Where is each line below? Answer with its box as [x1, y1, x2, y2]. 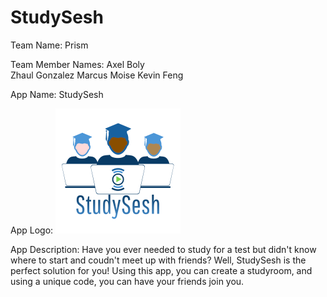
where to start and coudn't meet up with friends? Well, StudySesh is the [10, 254, 307, 266]
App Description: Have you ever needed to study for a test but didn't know [10, 243, 317, 255]
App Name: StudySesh [10, 88, 104, 100]
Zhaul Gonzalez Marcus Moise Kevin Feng [10, 69, 184, 81]
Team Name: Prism [10, 39, 89, 51]
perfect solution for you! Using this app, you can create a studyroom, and [10, 264, 313, 276]
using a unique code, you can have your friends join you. [10, 275, 245, 287]
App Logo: [10, 224, 54, 236]
